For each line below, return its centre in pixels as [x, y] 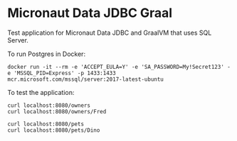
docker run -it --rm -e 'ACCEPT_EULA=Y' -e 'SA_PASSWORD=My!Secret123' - [119, 67]
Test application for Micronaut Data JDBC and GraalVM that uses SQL [110, 33]
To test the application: [41, 92]
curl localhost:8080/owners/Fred [57, 111]
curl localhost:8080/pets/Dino [54, 130]
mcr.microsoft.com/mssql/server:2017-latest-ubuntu [85, 79]
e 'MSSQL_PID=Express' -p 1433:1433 [62, 73]
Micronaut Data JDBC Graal [90, 13]
